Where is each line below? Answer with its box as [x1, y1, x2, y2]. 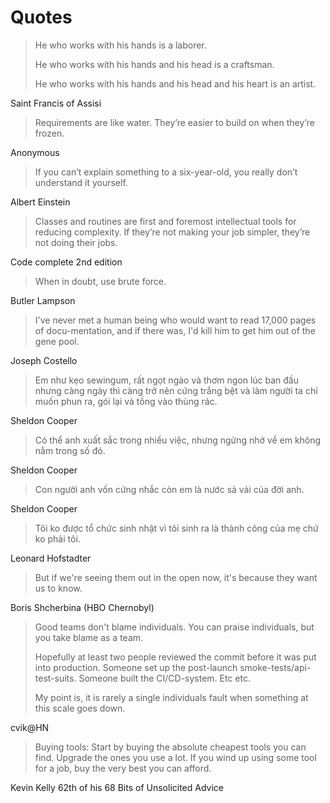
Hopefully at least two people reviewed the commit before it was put [34, 651, 317, 663]
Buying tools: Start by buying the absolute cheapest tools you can [34, 741, 307, 753]
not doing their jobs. [34, 236, 118, 248]
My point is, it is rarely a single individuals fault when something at [34, 691, 309, 703]
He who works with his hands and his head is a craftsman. [34, 58, 275, 70]
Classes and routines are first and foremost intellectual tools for [34, 215, 297, 227]
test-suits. [34, 672, 77, 684]
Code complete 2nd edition [10, 256, 123, 268]
